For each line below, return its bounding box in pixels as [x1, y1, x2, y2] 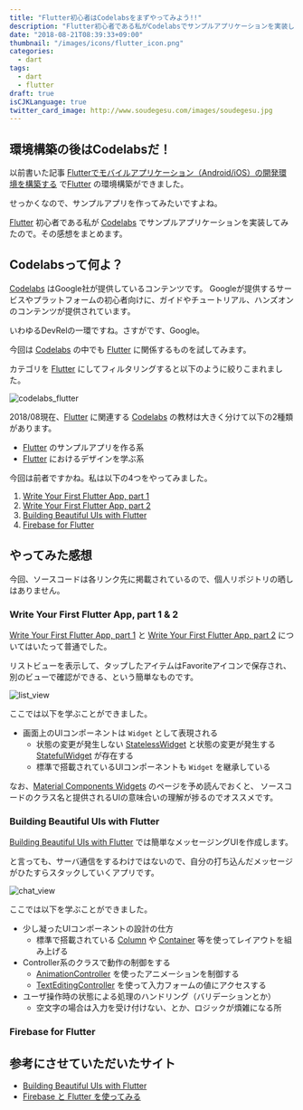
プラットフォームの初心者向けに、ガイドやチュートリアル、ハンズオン [33, 294, 294, 305]
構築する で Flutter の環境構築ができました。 [24, 178, 189, 190]
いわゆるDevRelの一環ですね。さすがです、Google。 [9, 325, 205, 336]
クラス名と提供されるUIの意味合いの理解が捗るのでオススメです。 [33, 792, 279, 802]
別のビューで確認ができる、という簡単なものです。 [9, 671, 199, 682]
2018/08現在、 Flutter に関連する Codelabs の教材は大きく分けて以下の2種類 [9, 411, 294, 422]
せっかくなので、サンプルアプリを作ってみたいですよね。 [9, 198, 223, 209]
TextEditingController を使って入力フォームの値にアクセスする [35, 980, 267, 991]
